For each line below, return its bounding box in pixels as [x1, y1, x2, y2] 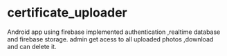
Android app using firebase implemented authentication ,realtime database [7, 28, 221, 36]
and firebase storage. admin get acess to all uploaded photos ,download [7, 35, 214, 43]
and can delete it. [7, 42, 57, 50]
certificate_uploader [7, 5, 128, 21]
